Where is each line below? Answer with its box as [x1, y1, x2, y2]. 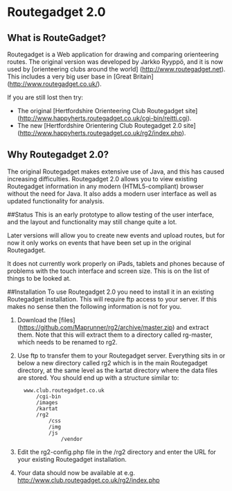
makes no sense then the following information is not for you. [7, 302, 182, 310]
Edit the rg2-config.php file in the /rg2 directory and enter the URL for [17, 447, 217, 456]
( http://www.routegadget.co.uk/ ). [7, 80, 102, 88]
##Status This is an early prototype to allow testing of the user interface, [7, 210, 215, 219]
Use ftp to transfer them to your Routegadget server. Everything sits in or [17, 351, 226, 360]
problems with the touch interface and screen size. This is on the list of [7, 267, 210, 275]
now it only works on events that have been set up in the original [7, 238, 192, 247]
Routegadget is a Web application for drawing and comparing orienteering [7, 50, 220, 58]
